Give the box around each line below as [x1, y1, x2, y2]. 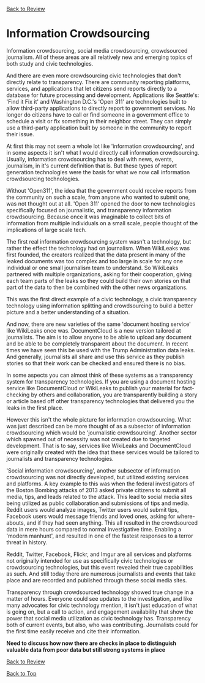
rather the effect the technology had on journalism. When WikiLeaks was [6, 244, 190, 252]
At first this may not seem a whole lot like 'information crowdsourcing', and [6, 142, 195, 150]
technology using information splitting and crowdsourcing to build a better [6, 302, 193, 309]
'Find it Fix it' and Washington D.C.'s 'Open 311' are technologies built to [6, 98, 187, 105]
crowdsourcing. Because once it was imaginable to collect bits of [6, 213, 171, 220]
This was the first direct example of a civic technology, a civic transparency [6, 295, 197, 303]
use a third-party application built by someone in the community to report [6, 124, 192, 131]
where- [176, 512, 195, 520]
